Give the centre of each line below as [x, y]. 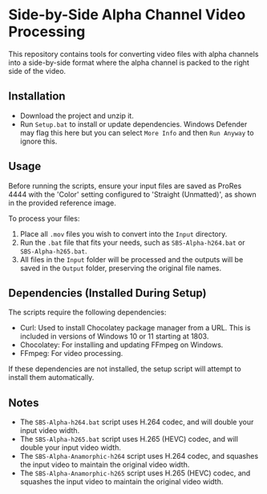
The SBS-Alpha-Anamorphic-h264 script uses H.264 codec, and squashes [139, 456]
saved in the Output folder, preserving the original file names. [121, 268]
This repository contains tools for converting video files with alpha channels [133, 54]
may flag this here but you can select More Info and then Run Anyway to [137, 132]
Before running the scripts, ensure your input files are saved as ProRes [125, 185]
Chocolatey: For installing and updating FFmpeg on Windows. [121, 345]
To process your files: [44, 218]
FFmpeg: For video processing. [71, 354]
